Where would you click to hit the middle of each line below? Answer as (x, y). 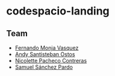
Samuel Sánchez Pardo (44, 67)
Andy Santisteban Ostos (45, 54)
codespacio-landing (58, 11)
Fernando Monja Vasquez (47, 48)
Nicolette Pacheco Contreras (51, 61)
